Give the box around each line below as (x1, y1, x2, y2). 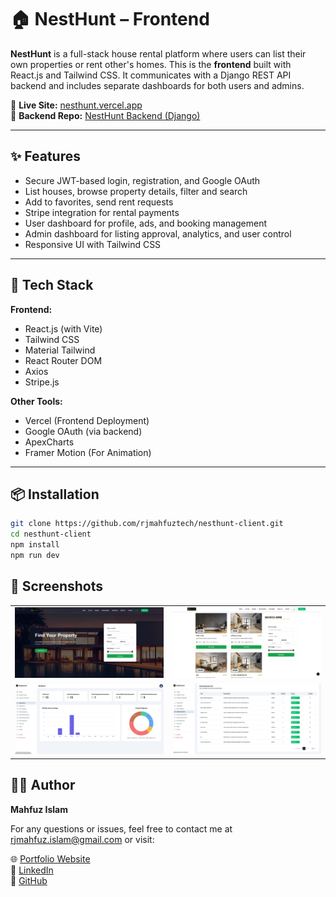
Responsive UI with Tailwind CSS (24, 238, 162, 250)
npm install (10, 540, 60, 550)
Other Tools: (10, 395, 63, 407)
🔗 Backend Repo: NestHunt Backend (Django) (10, 109, 201, 121)
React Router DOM (24, 354, 103, 366)
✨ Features (10, 148, 81, 165)
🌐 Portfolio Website (10, 852, 91, 865)
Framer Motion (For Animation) (24, 446, 152, 458)
